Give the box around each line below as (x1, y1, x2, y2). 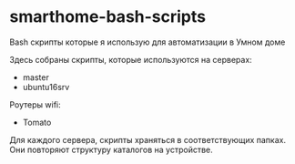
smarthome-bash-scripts (9, 6, 207, 27)
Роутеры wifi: (9, 98, 61, 110)
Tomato (22, 117, 52, 128)
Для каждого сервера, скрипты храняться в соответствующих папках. (9, 134, 287, 145)
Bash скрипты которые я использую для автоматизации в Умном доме (9, 36, 286, 47)
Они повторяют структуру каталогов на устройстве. (9, 144, 214, 155)
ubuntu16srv (22, 81, 70, 92)
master (22, 71, 50, 83)
